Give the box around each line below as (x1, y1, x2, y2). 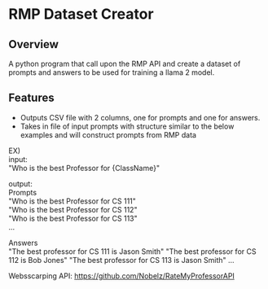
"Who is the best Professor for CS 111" (8, 196, 137, 206)
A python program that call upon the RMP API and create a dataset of (8, 59, 241, 68)
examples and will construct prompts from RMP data (20, 129, 197, 139)
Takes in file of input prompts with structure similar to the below (20, 121, 235, 131)
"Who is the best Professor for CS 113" (8, 213, 138, 223)
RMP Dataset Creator (8, 5, 154, 24)
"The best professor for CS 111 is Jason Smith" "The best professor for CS (8, 246, 257, 256)
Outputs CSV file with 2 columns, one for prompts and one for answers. (20, 112, 261, 122)
